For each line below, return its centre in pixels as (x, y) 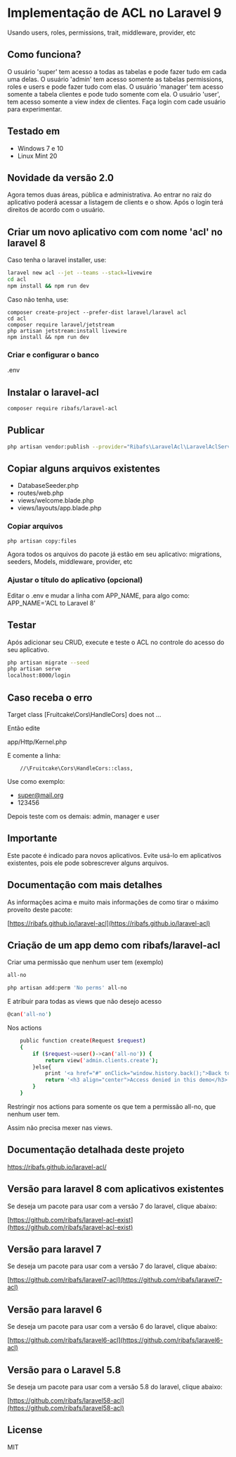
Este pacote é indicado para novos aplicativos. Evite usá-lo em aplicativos (114, 855)
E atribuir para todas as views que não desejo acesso (85, 1002)
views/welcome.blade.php (55, 500)
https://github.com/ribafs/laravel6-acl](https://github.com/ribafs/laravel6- (116, 1340)
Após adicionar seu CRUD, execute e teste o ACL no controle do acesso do (116, 642)
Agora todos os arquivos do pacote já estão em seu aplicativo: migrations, (114, 554)
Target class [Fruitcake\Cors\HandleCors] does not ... (84, 715)
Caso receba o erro (50, 697)
